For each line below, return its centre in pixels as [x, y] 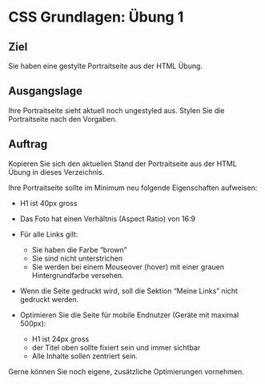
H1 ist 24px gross [60, 339]
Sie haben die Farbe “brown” [79, 249]
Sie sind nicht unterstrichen [77, 258]
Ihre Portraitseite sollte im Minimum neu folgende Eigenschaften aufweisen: [133, 188]
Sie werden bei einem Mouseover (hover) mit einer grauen [128, 267]
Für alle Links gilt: [49, 234]
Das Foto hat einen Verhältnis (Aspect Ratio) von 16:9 [108, 218]
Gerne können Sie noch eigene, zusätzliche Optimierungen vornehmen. [126, 371]
